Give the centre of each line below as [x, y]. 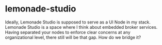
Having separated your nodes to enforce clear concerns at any [68, 32]
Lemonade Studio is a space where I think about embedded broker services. [81, 27]
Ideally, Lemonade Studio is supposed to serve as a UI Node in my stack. [78, 22]
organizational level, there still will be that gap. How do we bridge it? [73, 37]
